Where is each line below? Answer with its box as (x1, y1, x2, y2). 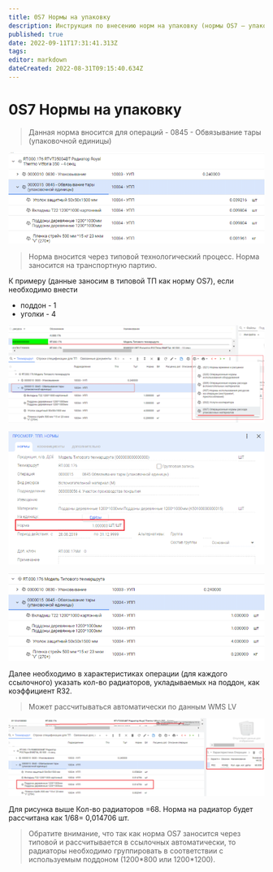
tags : (8, 47, 27, 56)
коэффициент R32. (8, 686, 72, 696)
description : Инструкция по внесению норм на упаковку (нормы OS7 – (8, 21, 245, 30)
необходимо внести (8, 284, 79, 294)
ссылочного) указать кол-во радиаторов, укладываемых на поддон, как (8, 677, 260, 687)
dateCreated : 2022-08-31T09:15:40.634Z (8, 65, 144, 73)
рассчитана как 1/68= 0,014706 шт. (8, 813, 130, 823)
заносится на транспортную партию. (28, 260, 158, 270)
